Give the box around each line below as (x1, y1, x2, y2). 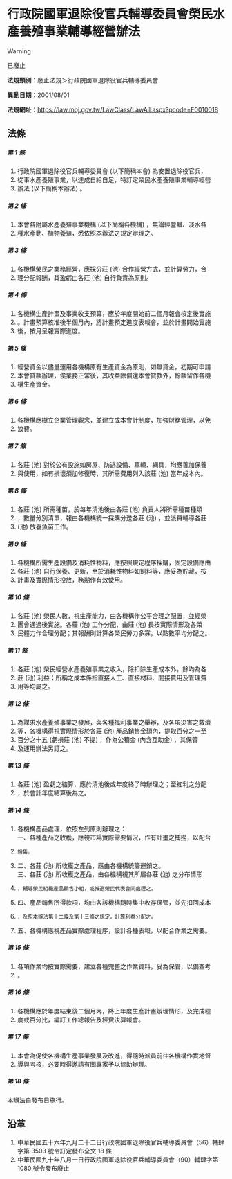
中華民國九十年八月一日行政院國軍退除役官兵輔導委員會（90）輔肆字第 (17, 1155, 219, 1164)
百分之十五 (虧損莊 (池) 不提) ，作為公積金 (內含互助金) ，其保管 (17, 735, 199, 743)
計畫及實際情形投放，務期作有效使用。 (17, 576, 126, 584)
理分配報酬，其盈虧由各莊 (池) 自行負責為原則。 (17, 274, 153, 282)
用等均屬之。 (17, 682, 54, 690)
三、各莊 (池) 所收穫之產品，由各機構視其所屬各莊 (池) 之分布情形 (17, 870, 202, 878)
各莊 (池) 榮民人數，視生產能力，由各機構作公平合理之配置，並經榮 (17, 612, 207, 620)
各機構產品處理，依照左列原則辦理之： (17, 824, 126, 833)
